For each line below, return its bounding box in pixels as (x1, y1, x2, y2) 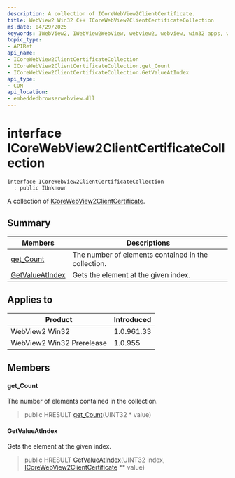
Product (45, 314, 73, 324)
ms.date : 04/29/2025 (7, 23, 68, 30)
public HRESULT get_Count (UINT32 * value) (24, 411, 152, 419)
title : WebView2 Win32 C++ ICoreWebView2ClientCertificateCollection (7, 17, 215, 24)
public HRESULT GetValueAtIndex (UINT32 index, (24, 456, 165, 464)
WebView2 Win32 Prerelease (10, 338, 107, 347)
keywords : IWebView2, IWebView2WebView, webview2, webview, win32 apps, (7, 29, 224, 37)
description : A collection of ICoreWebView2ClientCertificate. (7, 10, 196, 18)
